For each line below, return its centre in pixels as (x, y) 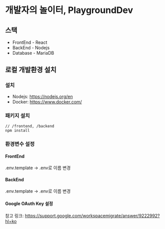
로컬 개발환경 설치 (31, 70)
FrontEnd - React (30, 42)
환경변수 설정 (20, 144)
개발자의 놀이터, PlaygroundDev (69, 10)
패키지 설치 (18, 115)
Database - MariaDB (33, 53)
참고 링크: (14, 216)
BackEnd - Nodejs (31, 48)
